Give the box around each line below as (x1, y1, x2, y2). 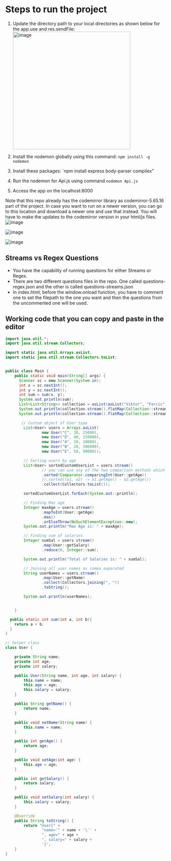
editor (5, 323, 25, 331)
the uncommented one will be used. (12, 300, 88, 306)
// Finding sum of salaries (23, 533, 83, 538)
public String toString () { (14, 818, 74, 823)
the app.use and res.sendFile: (12, 26, 75, 32)
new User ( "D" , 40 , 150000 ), (41, 435, 101, 440)
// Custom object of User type (21, 420, 88, 426)
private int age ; (14, 659, 51, 664)
